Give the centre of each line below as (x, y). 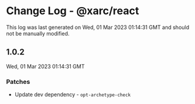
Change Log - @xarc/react (73, 11)
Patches (18, 82)
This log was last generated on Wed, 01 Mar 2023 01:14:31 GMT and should (98, 27)
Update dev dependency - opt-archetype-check (73, 95)
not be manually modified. (38, 33)
